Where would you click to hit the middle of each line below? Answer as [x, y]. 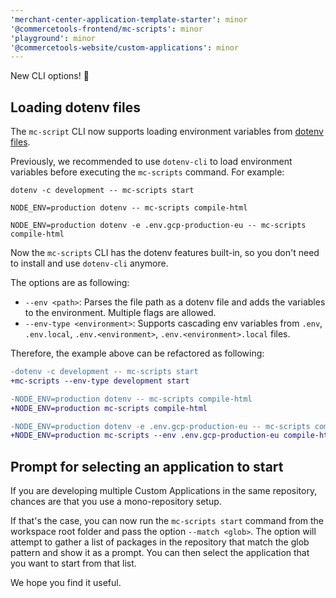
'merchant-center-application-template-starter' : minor [129, 19]
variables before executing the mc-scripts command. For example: [147, 172]
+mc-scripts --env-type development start [100, 381]
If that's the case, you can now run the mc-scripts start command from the [167, 521]
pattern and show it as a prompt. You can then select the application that [160, 553]
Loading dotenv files [75, 107]
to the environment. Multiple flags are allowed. [120, 313]
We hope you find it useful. [66, 583]
